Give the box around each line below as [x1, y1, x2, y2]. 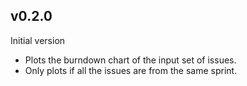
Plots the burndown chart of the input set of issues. [24, 54, 237, 66]
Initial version [10, 34, 66, 46]
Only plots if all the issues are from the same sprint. [24, 64, 238, 76]
